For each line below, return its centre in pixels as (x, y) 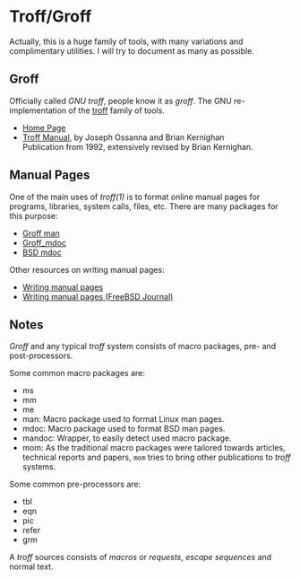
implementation (38, 110)
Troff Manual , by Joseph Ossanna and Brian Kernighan (123, 137)
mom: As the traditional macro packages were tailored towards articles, (154, 448)
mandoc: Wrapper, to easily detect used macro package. (127, 438)
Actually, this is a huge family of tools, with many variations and (126, 41)
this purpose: (34, 215)
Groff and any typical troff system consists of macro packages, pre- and (143, 347)
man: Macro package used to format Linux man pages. (123, 419)
